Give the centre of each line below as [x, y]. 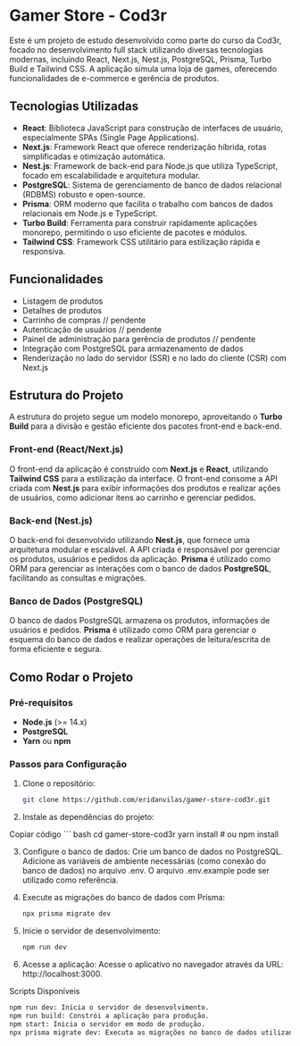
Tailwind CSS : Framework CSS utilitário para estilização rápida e [141, 241]
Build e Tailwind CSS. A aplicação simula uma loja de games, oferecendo [143, 69]
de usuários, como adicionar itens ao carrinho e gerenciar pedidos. [133, 498]
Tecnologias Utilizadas [74, 107]
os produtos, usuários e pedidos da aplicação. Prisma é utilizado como [140, 558]
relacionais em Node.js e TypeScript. [90, 213]
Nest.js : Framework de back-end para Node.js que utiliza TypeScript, [150, 165]
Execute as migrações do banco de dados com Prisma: [124, 898]
